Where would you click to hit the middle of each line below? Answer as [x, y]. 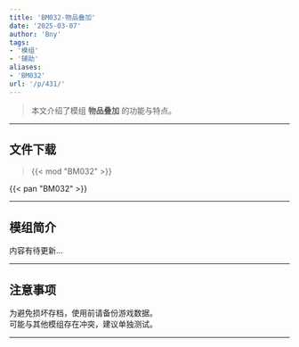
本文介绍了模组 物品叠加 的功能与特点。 [103, 110]
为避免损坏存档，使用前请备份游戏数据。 [83, 313]
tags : [19, 42]
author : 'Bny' [36, 34]
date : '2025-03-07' [45, 26]
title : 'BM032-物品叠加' [53, 17]
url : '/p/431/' [37, 84]
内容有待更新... [36, 251]
